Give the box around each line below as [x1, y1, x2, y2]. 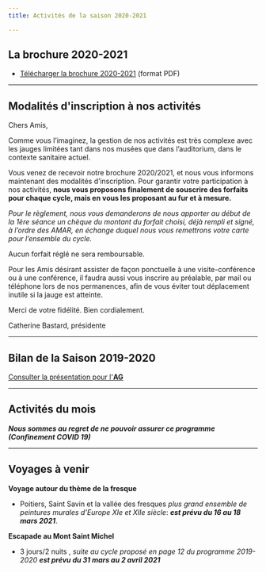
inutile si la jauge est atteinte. [8, 290, 103, 300]
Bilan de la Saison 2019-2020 [8, 351, 156, 365]
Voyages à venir [8, 463, 89, 476]
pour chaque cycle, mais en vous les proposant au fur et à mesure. [8, 194, 232, 203]
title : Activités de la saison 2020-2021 [8, 11, 147, 20]
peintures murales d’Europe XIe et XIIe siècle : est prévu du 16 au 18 [19, 507, 241, 516]
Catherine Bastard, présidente [8, 321, 106, 330]
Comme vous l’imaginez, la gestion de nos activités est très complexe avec [8, 136, 253, 145]
